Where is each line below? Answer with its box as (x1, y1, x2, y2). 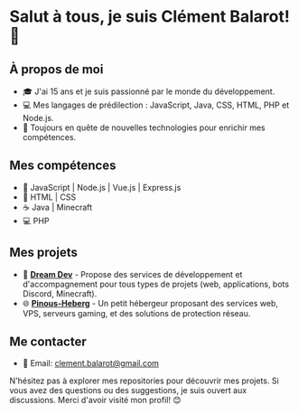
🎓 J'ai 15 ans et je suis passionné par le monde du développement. (22, 86, 275, 97)
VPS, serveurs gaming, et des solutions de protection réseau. (22, 307, 251, 318)
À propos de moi (9, 61, 104, 77)
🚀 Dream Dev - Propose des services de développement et (22, 268, 243, 279)
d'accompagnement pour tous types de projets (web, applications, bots (22, 278, 290, 289)
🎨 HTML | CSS (22, 192, 77, 202)
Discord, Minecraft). (22, 287, 98, 299)
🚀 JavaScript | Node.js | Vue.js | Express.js (22, 182, 182, 193)
